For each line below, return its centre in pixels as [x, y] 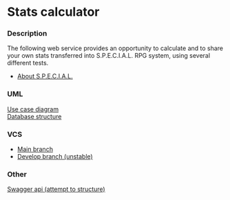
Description [27, 34]
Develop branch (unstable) [55, 157]
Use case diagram [33, 109]
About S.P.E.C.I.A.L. [45, 76]
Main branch [35, 149]
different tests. [28, 63]
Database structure [34, 116]
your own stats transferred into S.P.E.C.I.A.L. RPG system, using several [109, 56]
